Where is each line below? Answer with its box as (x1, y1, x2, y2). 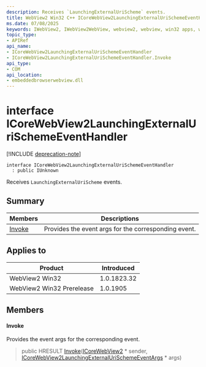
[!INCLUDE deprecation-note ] (6, 150, 82, 158)
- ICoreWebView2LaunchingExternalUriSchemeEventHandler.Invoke (6, 55, 172, 61)
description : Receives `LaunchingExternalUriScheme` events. (6, 9, 166, 15)
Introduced (101, 263, 135, 272)
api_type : (6, 60, 32, 66)
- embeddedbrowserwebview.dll (6, 77, 84, 83)
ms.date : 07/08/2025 (6, 20, 59, 26)
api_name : (6, 44, 32, 50)
